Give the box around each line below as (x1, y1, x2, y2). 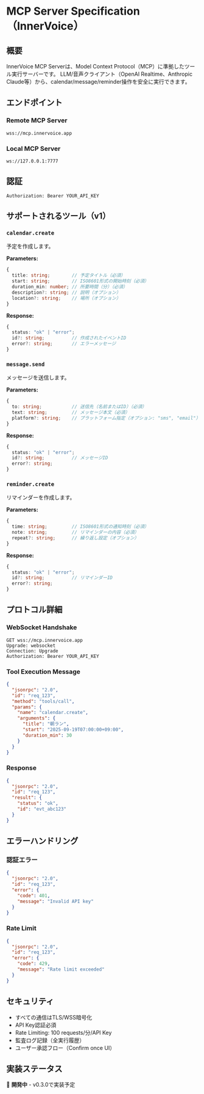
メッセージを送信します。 (6, 374, 70, 381)
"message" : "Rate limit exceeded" (17, 966, 105, 972)
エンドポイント (6, 98, 63, 108)
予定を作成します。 (6, 243, 54, 250)
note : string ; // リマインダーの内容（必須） (12, 530, 139, 536)
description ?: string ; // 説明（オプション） (12, 289, 121, 296)
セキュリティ (6, 996, 54, 1007)
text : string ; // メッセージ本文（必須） (12, 409, 130, 416)
